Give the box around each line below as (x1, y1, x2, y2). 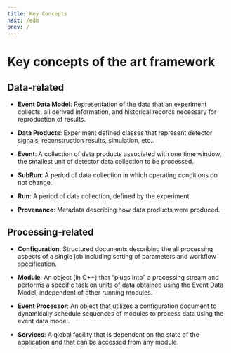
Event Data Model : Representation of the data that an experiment (17, 100, 207, 109)
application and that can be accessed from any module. (17, 338, 179, 347)
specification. (17, 259, 58, 268)
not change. (17, 179, 53, 187)
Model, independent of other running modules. (17, 288, 153, 297)
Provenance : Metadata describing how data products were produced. (17, 205, 220, 214)
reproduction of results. (17, 115, 86, 124)
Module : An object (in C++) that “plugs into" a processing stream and (17, 274, 219, 282)
